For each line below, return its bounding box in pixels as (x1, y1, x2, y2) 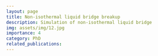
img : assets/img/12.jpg (6, 24, 65, 31)
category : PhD (6, 36, 41, 41)
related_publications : (6, 41, 62, 47)
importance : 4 (6, 30, 41, 36)
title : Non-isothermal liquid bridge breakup (6, 14, 120, 20)
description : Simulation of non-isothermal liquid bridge (6, 19, 152, 25)
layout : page (6, 8, 38, 15)
